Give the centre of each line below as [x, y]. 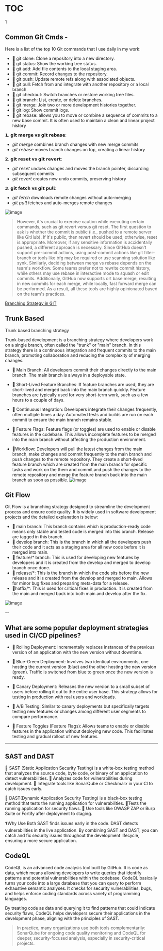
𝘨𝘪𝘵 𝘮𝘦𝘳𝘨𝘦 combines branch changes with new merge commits [75, 144]
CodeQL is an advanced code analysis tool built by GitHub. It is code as [76, 867]
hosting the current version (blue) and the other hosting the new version [84, 667]
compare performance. [35, 717]
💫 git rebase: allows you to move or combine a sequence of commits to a [85, 115]
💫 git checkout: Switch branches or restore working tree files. [73, 94]
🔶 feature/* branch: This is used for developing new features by [76, 558]
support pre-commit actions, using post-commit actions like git [80, 252]
